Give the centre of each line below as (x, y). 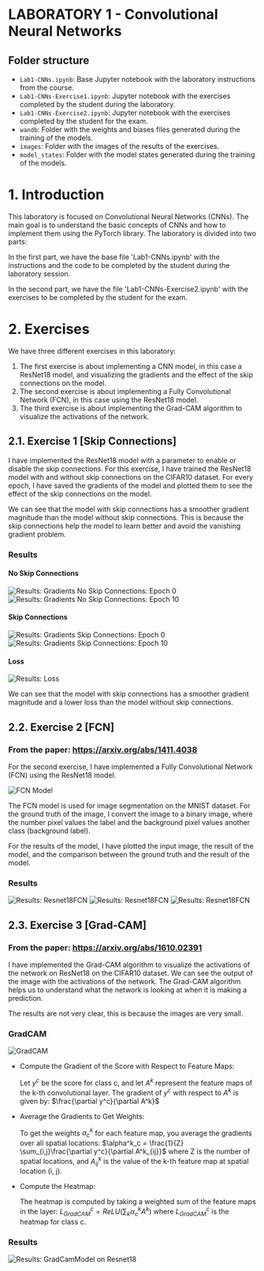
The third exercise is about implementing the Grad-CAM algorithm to (131, 408)
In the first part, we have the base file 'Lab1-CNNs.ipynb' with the (114, 257)
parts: (18, 241)
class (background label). (49, 831)
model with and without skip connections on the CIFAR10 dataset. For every (131, 477)
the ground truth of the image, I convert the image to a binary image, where (131, 814)
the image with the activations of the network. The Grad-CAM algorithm (125, 981)
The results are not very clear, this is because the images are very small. (126, 1013)
